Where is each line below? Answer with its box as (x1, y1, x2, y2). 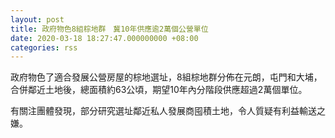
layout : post (10, 14, 65, 25)
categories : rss (10, 42, 78, 53)
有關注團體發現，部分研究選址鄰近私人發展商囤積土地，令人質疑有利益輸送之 (10, 105, 326, 117)
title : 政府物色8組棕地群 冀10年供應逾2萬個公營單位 (10, 24, 209, 34)
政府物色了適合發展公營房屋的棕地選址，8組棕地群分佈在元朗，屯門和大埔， (10, 71, 323, 83)
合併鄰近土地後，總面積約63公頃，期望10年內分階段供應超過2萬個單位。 (10, 84, 308, 96)
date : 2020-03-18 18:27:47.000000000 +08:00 (10, 33, 199, 43)
